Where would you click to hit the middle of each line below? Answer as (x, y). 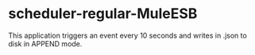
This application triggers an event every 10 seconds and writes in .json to (128, 35)
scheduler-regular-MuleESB (103, 14)
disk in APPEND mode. (45, 43)
